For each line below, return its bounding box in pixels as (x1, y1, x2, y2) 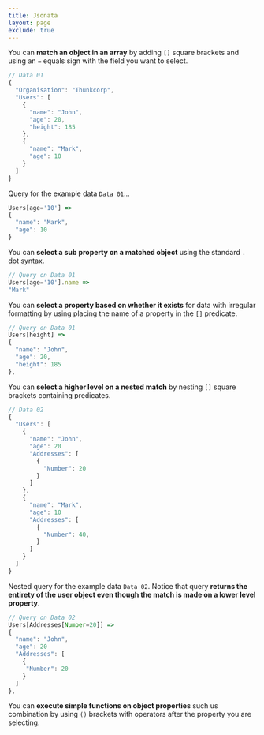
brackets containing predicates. (8, 390, 111, 399)
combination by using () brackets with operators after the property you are (8, 710, 252, 719)
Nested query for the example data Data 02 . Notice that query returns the (8, 581, 248, 591)
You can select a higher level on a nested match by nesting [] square (8, 382, 236, 392)
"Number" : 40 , (43, 531, 90, 538)
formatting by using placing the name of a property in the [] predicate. (8, 309, 238, 318)
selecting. (8, 718, 40, 727)
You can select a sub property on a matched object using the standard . (8, 247, 246, 257)
